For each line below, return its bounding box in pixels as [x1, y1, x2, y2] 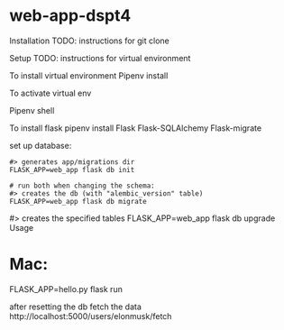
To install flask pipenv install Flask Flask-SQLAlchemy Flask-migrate [9, 123, 262, 133]
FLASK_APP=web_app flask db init [9, 165, 135, 174]
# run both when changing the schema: [9, 181, 155, 190]
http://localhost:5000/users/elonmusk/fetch [9, 310, 172, 321]
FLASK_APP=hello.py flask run [9, 283, 124, 294]
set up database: [9, 140, 72, 151]
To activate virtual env [9, 87, 92, 98]
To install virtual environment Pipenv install [9, 69, 169, 81]
